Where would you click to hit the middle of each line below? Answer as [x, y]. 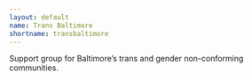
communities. [34, 68]
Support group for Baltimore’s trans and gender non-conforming [126, 59]
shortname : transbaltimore [59, 33]
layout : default [39, 17]
